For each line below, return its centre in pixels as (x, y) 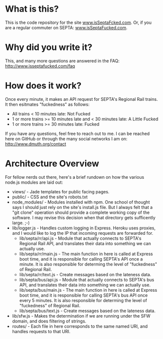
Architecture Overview (52, 164)
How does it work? (43, 86)
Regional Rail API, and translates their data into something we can (85, 243)
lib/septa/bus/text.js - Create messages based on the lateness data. (87, 311)
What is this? (32, 9)
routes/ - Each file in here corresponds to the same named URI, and (80, 326)
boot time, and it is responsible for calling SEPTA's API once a (81, 259)
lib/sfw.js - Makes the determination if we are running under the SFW (81, 316)
